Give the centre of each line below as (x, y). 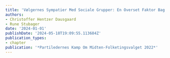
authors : (15, 15)
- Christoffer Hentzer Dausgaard (41, 19)
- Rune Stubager (22, 24)
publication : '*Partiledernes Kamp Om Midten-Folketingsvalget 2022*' (82, 47)
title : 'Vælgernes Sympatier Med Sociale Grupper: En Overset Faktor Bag (85, 10)
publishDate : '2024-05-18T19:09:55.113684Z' (53, 33)
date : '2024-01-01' (26, 29)
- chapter (16, 43)
